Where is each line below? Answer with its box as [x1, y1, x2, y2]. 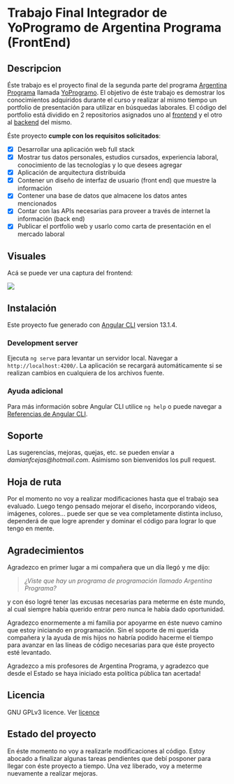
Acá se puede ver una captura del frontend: [7, 269, 133, 277]
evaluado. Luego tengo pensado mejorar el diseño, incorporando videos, [7, 502, 217, 511]
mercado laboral [17, 230, 65, 238]
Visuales [7, 250, 47, 262]
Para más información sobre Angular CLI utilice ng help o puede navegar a [7, 402, 222, 410]
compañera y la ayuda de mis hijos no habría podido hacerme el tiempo [7, 634, 214, 642]
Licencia [7, 690, 45, 702]
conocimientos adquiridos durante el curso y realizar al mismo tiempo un [7, 96, 217, 104]
